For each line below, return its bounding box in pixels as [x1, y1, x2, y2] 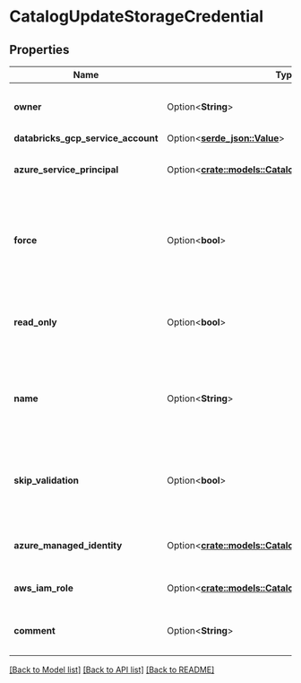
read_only [13, 316, 57, 328]
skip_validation [13, 474, 79, 486]
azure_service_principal [13, 163, 119, 176]
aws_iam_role [13, 582, 73, 594]
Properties [9, 42, 70, 57]
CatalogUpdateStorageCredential [9, 6, 264, 27]
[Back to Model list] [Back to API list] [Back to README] [9, 664, 215, 675]
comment [13, 625, 56, 636]
